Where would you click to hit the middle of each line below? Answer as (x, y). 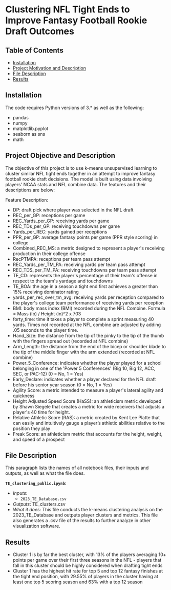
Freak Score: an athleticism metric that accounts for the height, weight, (88, 434)
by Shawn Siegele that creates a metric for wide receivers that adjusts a (89, 406)
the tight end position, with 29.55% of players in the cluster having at (85, 577)
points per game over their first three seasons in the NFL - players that (87, 560)
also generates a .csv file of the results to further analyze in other (82, 521)
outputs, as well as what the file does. (45, 473)
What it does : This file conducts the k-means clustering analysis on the (88, 510)
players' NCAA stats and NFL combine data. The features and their (76, 184)
